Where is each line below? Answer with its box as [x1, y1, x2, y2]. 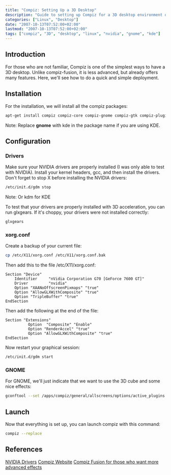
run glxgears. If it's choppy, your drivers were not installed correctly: [5, 209, 149, 215]
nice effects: [5, 383, 32, 390]
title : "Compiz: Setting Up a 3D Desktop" [5, 7, 97, 13]
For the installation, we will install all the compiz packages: [5, 103, 128, 109]
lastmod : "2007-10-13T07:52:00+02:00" [5, 27, 88, 32]
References [5, 445, 43, 454]
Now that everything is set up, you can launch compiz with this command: [5, 421, 160, 427]
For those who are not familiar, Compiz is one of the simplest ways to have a [5, 63, 165, 70]
